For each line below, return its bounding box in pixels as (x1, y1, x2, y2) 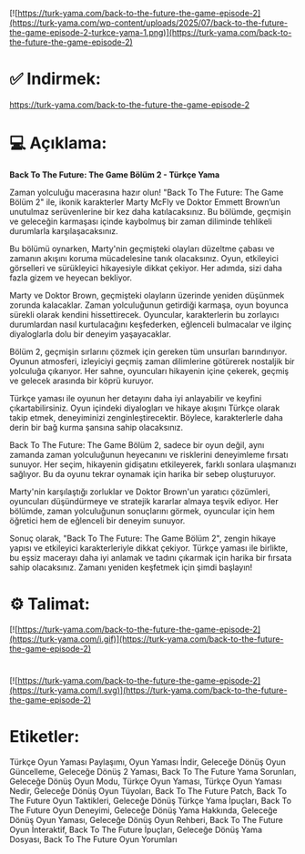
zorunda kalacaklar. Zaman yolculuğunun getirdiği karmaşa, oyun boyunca (9, 300, 289, 310)
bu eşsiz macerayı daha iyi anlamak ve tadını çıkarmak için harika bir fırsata (9, 552, 292, 563)
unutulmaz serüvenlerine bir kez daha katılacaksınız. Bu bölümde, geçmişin (9, 206, 291, 217)
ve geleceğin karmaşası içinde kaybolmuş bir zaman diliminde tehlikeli (9, 216, 273, 227)
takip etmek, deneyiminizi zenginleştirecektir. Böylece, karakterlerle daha (9, 412, 284, 422)
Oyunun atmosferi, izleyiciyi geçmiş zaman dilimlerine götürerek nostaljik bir (9, 355, 295, 367)
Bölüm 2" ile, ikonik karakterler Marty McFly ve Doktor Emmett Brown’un (9, 196, 280, 208)
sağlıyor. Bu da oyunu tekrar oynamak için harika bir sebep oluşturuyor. (9, 468, 276, 479)
